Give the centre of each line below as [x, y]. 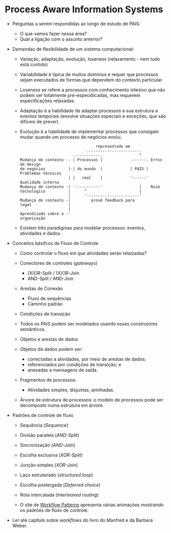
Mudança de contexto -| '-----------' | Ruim [90, 187]
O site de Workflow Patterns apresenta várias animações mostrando [92, 505]
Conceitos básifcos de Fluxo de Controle [55, 243]
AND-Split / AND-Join [50, 278]
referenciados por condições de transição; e [74, 364]
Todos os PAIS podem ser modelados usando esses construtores [89, 323]
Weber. [20, 525]
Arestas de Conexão [41, 288]
